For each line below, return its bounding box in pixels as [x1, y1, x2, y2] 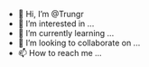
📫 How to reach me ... [17, 48, 102, 58]
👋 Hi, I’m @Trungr [17, 9, 84, 19]
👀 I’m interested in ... [17, 18, 95, 29]
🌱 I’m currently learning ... [17, 28, 115, 38]
